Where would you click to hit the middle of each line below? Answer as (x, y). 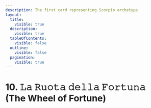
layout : (14, 15)
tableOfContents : (28, 39)
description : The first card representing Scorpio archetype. (73, 10)
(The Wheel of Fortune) (56, 99)
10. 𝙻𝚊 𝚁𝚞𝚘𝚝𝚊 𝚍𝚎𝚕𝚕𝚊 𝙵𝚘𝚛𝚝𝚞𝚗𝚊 (76, 87)
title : (17, 19)
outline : (19, 48)
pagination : (23, 57)
